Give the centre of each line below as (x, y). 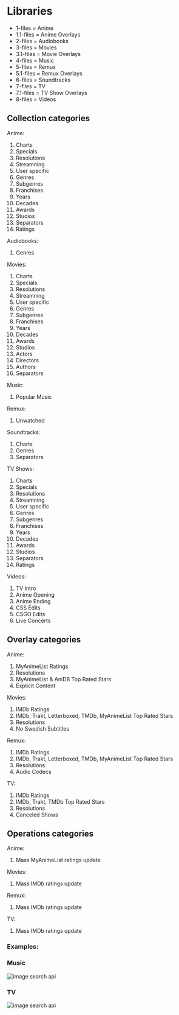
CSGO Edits (30, 614)
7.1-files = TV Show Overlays (51, 93)
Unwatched (30, 420)
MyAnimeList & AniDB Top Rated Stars (63, 679)
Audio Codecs (33, 771)
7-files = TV (31, 86)
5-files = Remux (36, 67)
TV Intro (26, 588)
